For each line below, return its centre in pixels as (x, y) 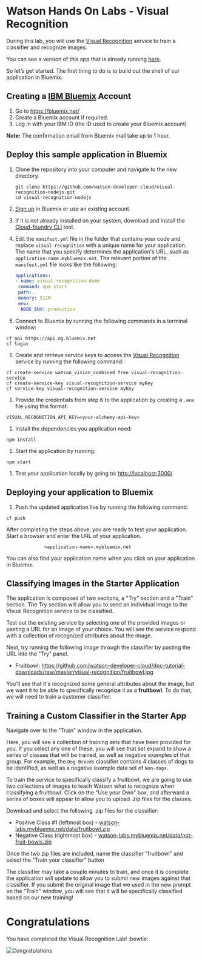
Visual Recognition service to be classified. (60, 611)
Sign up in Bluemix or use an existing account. (73, 209)
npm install (21, 440)
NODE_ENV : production (48, 309)
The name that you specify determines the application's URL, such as (102, 251)
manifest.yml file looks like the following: (66, 264)
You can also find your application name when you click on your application (101, 558)
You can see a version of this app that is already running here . (84, 59)
